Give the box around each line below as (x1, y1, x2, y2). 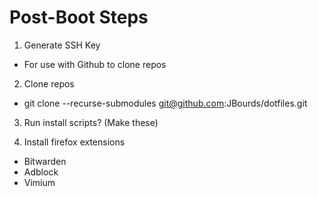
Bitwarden (23, 155, 67, 167)
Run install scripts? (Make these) (23, 116, 159, 128)
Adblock (23, 166, 59, 178)
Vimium (23, 176, 56, 188)
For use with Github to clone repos (23, 58, 167, 70)
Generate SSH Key (23, 39, 101, 51)
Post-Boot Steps (9, 6, 149, 29)
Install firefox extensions (23, 136, 126, 148)
